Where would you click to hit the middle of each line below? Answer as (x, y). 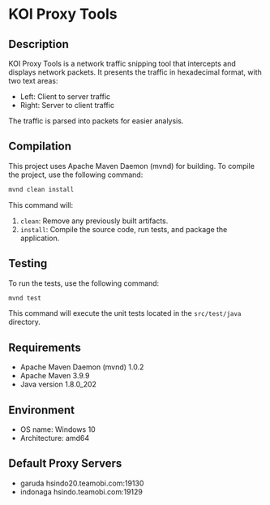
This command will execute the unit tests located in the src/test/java (125, 313)
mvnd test (25, 298)
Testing (28, 263)
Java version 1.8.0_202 (58, 384)
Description (39, 44)
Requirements (45, 347)
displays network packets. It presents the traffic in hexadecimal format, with (135, 72)
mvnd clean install (41, 189)
